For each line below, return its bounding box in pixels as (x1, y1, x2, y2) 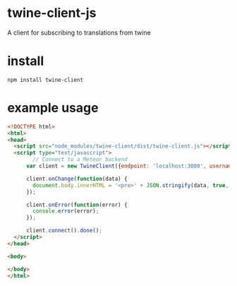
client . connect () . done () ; (25, 227, 102, 234)
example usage (7, 100, 99, 116)
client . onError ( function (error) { (25, 201, 128, 208)
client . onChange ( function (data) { (25, 175, 128, 182)
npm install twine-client (7, 76, 83, 83)
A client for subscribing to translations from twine (7, 28, 152, 37)
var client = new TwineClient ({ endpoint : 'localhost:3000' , (25, 162, 207, 170)
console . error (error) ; (32, 208, 99, 215)
